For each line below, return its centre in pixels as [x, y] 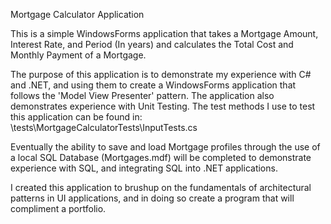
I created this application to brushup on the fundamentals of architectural [161, 187]
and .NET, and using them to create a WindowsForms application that [153, 85]
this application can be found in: [76, 117]
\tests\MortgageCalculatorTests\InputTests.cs [104, 127]
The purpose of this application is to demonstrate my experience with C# [161, 74]
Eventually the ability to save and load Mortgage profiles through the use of [165, 147]
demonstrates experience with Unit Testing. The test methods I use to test [163, 106]
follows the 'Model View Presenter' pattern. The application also [142, 95]
